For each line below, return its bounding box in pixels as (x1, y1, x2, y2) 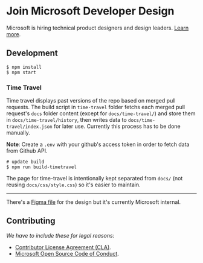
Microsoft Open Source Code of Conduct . (14, 250, 119, 257)
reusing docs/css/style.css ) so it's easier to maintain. (6, 181, 141, 188)
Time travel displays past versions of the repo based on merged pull (6, 97, 176, 104)
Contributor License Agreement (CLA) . (14, 243, 112, 251)
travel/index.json (6, 124, 53, 130)
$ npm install (6, 64, 42, 70)
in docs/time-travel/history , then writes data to (6, 116, 127, 124)
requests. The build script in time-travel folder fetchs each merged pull (6, 104, 185, 111)
